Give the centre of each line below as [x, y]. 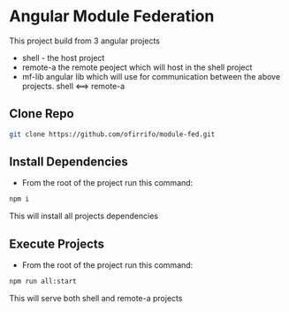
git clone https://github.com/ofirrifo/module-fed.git [112, 134]
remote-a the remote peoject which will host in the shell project [137, 67]
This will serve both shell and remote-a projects [96, 298]
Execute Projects [57, 244]
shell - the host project [63, 57]
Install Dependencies [68, 162]
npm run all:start [43, 282]
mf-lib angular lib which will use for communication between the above [151, 76]
